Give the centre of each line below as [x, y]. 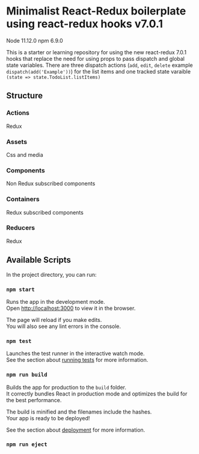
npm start [20, 289]
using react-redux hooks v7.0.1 [85, 24]
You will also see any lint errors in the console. [64, 326]
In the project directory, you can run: [51, 274]
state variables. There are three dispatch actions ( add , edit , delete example [100, 65]
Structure [25, 96]
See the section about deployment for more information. [76, 430]
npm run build [27, 375]
